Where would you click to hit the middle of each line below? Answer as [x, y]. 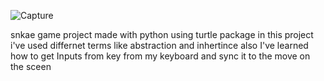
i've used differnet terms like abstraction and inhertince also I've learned [159, 45]
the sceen [31, 66]
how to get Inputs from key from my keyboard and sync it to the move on [160, 56]
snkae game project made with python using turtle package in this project [162, 34]
